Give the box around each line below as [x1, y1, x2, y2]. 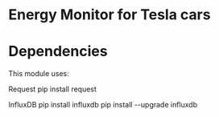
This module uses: [8, 69, 70, 79]
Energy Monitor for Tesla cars [8, 6, 211, 24]
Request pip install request [8, 84, 97, 94]
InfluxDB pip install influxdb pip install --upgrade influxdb [8, 100, 198, 110]
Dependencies [8, 42, 108, 61]
